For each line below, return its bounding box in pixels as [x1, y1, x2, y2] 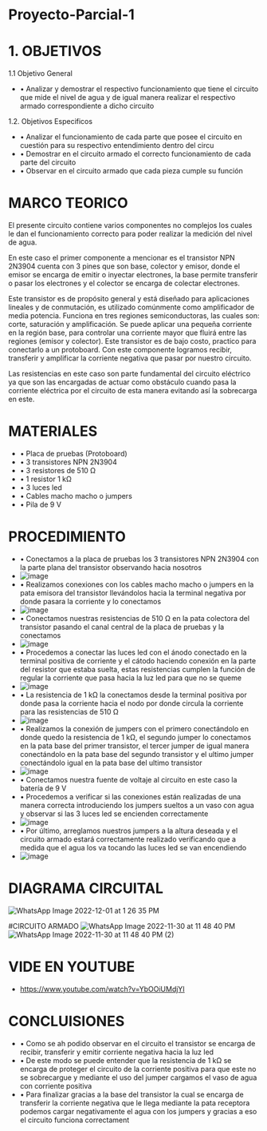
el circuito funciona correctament [19, 1115, 130, 1125]
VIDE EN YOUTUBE [8, 958, 135, 976]
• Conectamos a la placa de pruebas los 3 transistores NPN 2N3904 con [19, 554, 259, 564]
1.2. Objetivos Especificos [8, 117, 93, 126]
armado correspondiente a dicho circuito [19, 102, 155, 111]
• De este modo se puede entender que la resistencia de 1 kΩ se [19, 1055, 232, 1065]
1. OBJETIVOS [8, 42, 102, 61]
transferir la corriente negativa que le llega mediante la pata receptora [19, 1097, 250, 1108]
